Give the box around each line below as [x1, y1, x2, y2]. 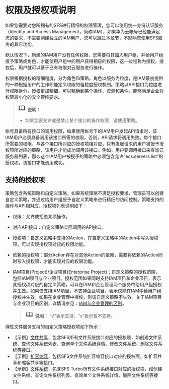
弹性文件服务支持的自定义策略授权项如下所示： [5, 323, 102, 330]
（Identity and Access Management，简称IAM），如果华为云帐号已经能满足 [5, 28, 160, 34]
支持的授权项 [5, 176, 45, 184]
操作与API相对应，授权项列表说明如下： [5, 203, 88, 209]
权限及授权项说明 [5, 5, 76, 16]
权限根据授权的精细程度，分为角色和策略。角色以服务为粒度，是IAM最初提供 [5, 75, 163, 81]
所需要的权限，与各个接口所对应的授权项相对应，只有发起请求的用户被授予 [5, 141, 159, 147]
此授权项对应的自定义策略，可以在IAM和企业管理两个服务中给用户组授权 [12, 281, 162, 287]
